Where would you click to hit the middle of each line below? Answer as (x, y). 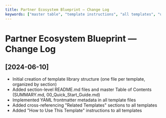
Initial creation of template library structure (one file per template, (79, 79)
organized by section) (34, 84)
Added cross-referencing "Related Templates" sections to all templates (84, 105)
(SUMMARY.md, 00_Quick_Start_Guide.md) (56, 94)
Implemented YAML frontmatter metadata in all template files (74, 100)
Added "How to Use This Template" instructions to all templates (77, 110)
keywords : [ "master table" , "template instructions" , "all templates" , (80, 14)
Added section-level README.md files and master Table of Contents (82, 89)
